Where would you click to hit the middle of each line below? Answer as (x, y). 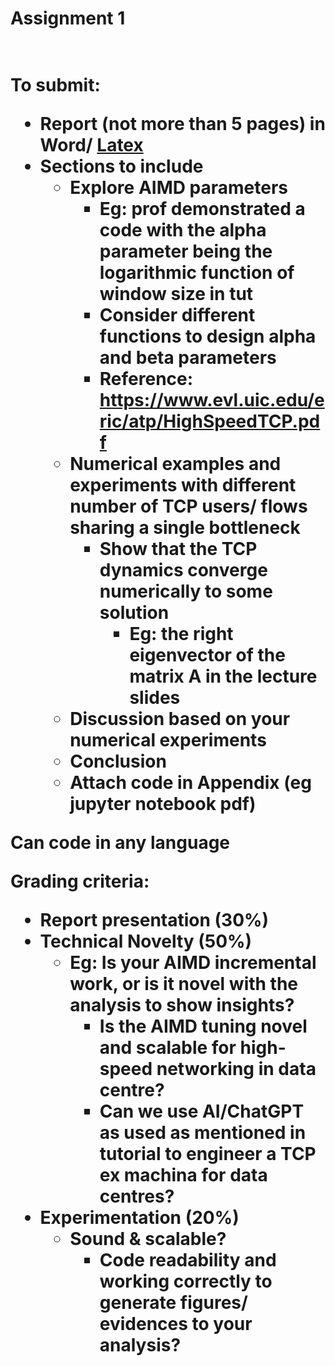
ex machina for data (183, 1175)
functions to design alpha (208, 336)
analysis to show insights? (182, 1005)
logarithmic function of (197, 273)
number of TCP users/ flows (188, 506)
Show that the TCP (178, 549)
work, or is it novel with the (184, 984)
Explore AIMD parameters (179, 188)
